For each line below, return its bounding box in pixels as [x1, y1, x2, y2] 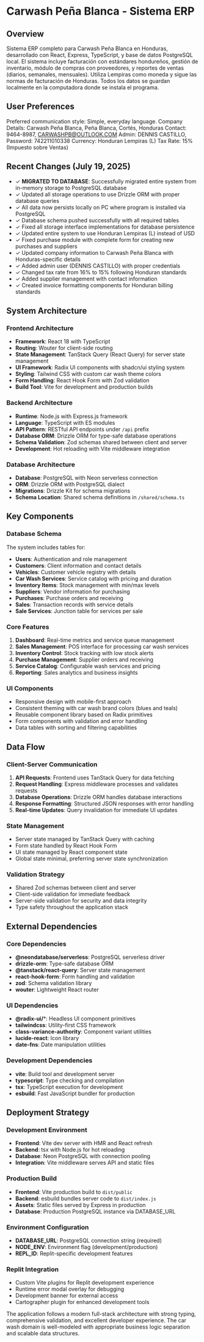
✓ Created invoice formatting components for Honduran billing [15, 281, 173, 288]
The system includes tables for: [6, 543, 86, 551]
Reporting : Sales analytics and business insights [15, 669, 139, 676]
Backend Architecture [6, 398, 73, 407]
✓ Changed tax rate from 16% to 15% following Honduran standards [15, 268, 187, 276]
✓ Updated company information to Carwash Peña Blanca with [15, 249, 174, 256]
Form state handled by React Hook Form [15, 842, 117, 849]
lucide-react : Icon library [15, 1035, 79, 1042]
